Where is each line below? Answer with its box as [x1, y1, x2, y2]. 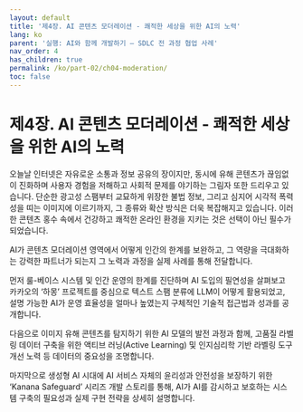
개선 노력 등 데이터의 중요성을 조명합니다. [9, 350, 155, 361]
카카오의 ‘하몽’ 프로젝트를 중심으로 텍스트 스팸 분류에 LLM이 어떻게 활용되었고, [9, 286, 286, 297]
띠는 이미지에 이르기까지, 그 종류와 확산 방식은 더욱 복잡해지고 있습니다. [25, 202, 278, 213]
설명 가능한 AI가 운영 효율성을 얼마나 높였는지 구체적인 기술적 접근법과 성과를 [9, 297, 280, 308]
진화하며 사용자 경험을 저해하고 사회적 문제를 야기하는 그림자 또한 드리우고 [18, 179, 280, 190]
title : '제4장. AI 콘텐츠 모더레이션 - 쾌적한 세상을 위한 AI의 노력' [9, 22, 241, 31]
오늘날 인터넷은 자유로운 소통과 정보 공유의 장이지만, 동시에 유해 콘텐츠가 [9, 168, 265, 179]
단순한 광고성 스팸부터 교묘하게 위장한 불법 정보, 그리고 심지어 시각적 [35, 191, 278, 202]
